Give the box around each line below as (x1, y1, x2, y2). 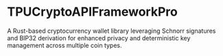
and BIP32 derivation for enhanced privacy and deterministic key (7, 33, 191, 42)
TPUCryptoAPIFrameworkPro (7, 4, 178, 20)
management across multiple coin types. (7, 41, 122, 49)
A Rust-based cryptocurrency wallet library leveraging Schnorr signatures (7, 27, 216, 35)
